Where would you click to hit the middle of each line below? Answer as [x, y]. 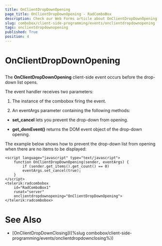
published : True [21, 32]
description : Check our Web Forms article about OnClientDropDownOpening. [82, 18]
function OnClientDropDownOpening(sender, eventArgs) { [72, 162]
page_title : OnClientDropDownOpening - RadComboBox [58, 14]
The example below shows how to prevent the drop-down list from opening [80, 144]
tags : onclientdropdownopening [37, 28]
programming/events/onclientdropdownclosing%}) [63, 238]
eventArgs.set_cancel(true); [52, 171]
